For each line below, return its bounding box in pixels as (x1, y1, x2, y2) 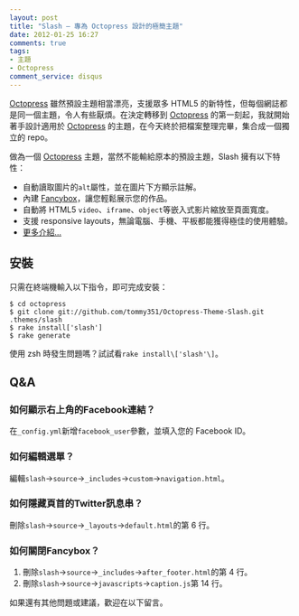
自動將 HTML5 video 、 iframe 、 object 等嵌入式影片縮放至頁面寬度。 (22, 204, 274, 215)
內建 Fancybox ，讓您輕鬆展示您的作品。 (22, 192, 173, 203)
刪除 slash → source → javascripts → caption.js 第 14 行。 (22, 578, 228, 589)
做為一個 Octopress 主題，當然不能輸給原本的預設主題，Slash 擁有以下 (9, 151, 273, 162)
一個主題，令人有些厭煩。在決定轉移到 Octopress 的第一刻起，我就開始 (24, 109, 290, 120)
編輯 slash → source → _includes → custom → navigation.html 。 (9, 472, 229, 483)
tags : (9, 47, 30, 56)
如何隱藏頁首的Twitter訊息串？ (9, 498, 144, 510)
